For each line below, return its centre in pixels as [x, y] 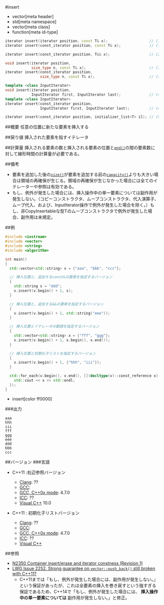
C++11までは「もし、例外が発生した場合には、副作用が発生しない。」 [89, 579]
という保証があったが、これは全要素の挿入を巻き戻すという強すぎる [88, 585]
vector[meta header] [33, 16]
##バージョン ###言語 [27, 462]
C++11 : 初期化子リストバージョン [46, 513]
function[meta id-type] [35, 32]
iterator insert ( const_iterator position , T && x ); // [79, 54]
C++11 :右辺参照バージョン [39, 472]
